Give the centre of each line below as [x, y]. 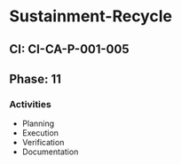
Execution [40, 133]
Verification [43, 143]
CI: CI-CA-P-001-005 [69, 49]
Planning [38, 124]
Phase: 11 [35, 78]
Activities [30, 104]
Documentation [50, 152]
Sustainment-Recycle [91, 16]
